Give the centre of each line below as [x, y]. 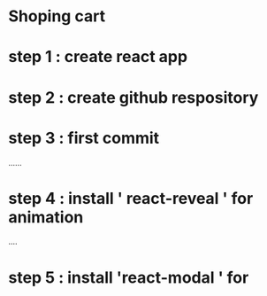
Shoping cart [57, 16]
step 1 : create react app [98, 57]
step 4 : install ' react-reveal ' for [131, 198]
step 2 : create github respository [133, 97]
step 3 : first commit [84, 138]
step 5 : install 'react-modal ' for [129, 277]
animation [46, 217]
